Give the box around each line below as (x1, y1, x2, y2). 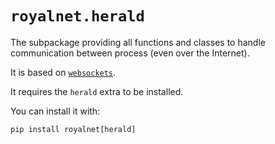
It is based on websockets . (10, 66, 117, 78)
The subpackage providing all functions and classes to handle (10, 36, 266, 48)
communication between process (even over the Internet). (10, 47, 250, 59)
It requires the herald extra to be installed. (10, 85, 184, 97)
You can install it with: (10, 105, 101, 117)
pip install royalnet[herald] (10, 124, 137, 134)
